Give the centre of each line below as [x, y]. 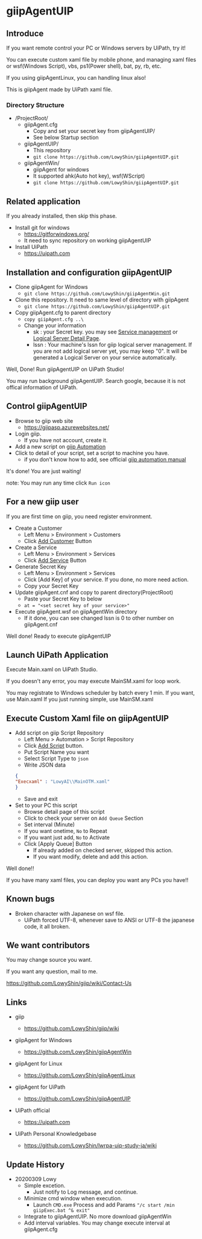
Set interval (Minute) [49, 824]
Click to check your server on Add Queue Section [84, 818]
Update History [36, 1164]
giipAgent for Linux [39, 1064]
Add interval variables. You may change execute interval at [97, 1223]
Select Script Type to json [56, 759]
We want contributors [48, 945]
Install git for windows [42, 228]
